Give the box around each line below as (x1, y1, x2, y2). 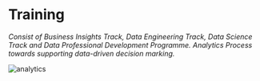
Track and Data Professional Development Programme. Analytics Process (8, 40, 253, 49)
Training (8, 6, 66, 24)
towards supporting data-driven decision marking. (8, 48, 175, 58)
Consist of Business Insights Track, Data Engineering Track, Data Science (8, 32, 253, 41)
